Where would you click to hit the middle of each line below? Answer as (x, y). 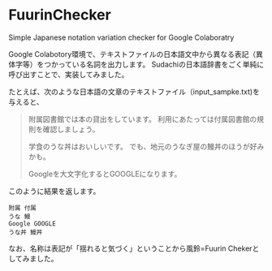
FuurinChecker (60, 15)
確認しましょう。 (71, 129)
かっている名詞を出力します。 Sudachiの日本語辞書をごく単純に (158, 64)
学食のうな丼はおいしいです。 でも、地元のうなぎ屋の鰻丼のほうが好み (146, 146)
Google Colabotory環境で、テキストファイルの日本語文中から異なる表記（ (132, 54)
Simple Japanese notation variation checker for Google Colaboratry (121, 37)
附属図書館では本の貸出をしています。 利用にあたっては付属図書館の (142, 118)
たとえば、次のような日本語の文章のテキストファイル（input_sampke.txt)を (134, 92)
